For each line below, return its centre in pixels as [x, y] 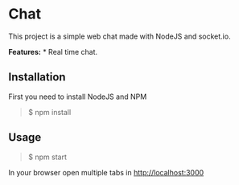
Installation [37, 77]
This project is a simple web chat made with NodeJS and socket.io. [119, 36]
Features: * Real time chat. [53, 51]
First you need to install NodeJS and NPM [78, 97]
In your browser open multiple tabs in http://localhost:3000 [106, 172]
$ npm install [49, 112]
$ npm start [47, 157]
